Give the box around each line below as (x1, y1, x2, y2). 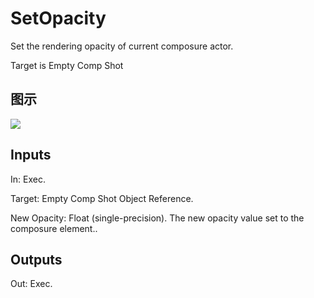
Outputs (10, 251, 63, 268)
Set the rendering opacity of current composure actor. (10, 40, 234, 52)
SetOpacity (10, 7, 107, 30)
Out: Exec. (10, 278, 53, 290)
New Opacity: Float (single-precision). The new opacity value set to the (10, 212, 305, 224)
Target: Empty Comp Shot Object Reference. (10, 192, 194, 204)
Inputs (10, 147, 52, 164)
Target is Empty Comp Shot (10, 59, 124, 71)
